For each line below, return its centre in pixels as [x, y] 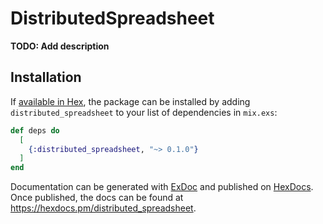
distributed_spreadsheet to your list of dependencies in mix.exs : [144, 112]
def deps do [35, 130]
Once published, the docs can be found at [97, 198]
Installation [46, 77]
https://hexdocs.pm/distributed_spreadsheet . [103, 208]
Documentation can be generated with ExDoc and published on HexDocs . [162, 187]
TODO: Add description [60, 46]
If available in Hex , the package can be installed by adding [130, 101]
